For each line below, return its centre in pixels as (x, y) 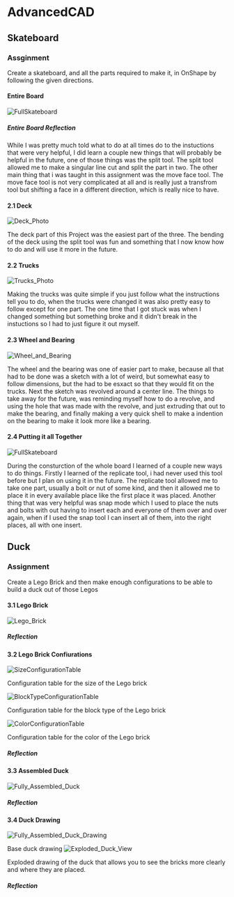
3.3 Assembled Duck (38, 771)
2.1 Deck (20, 206)
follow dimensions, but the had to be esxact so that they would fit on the (111, 383)
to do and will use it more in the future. (63, 250)
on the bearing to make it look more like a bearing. (79, 421)
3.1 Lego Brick (28, 605)
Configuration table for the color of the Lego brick (79, 737)
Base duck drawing (35, 849)
